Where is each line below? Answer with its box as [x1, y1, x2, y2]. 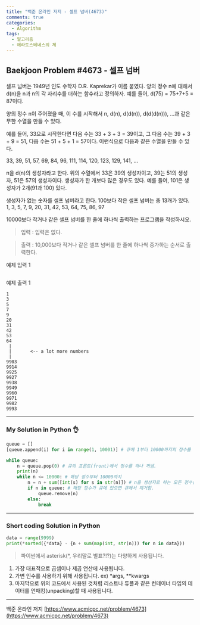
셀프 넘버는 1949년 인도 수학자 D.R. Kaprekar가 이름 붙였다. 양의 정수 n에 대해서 [6, 82, 193, 89]
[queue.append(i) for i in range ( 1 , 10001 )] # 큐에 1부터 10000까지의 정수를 [6, 446, 192, 453]
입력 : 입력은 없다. [20, 228, 62, 235]
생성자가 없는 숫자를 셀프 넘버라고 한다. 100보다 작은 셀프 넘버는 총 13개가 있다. [6, 197, 190, 204]
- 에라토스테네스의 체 [11, 42, 57, 48]
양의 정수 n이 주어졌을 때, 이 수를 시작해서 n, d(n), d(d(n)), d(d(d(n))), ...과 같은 [6, 110, 190, 117]
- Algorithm [11, 25, 42, 32]
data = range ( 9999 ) [6, 534, 55, 541]
